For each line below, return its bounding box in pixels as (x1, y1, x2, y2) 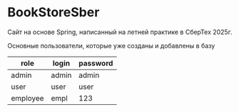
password (78, 58, 113, 68)
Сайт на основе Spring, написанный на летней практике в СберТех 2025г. (7, 28, 233, 36)
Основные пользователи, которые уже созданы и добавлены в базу (7, 41, 215, 50)
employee (11, 93, 44, 103)
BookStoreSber (7, 4, 100, 21)
